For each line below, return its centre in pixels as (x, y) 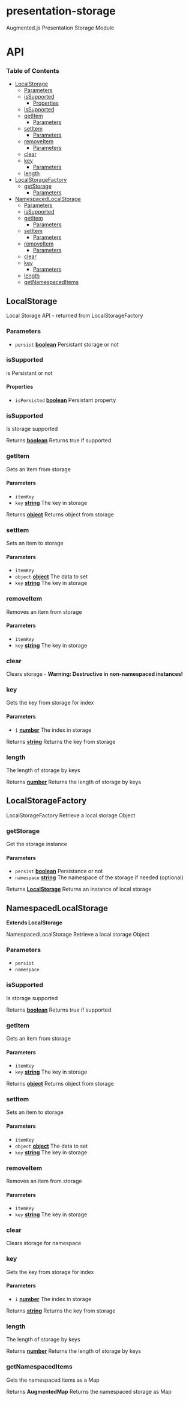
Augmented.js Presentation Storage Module (60, 28)
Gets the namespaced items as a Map (53, 1380)
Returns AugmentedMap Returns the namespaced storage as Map (89, 1391)
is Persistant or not (29, 373)
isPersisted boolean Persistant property (65, 400)
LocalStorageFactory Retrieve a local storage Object (71, 815)
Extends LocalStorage (34, 923)
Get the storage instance (37, 844)
